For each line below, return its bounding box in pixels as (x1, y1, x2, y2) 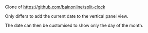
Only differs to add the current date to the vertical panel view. (5, 13, 129, 19)
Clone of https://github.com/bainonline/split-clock (5, 4, 106, 10)
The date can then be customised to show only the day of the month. (5, 22, 144, 28)
